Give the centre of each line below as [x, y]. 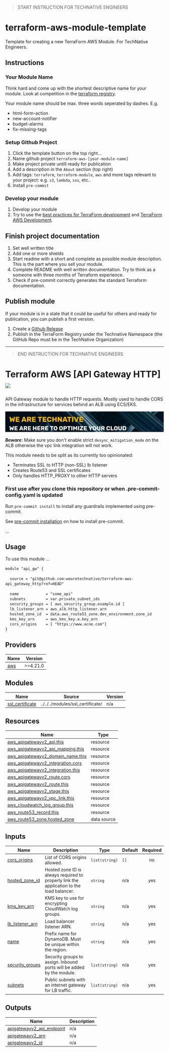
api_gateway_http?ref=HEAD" [35, 584]
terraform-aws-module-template [76, 28]
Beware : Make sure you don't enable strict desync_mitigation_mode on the [82, 440]
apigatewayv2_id [25, 1042]
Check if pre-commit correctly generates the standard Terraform [79, 280]
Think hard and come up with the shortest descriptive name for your [76, 88]
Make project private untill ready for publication [62, 164]
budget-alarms [28, 124]
